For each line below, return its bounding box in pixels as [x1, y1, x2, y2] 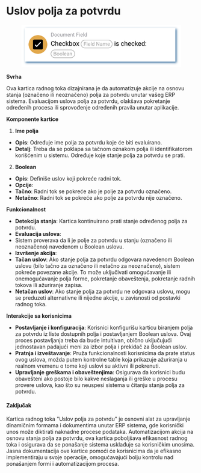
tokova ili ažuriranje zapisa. [14, 282, 83, 289]
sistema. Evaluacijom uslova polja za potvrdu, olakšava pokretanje [6, 97, 170, 105]
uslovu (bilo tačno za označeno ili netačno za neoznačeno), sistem [14, 262, 181, 270]
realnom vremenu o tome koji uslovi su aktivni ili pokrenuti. [14, 362, 161, 369]
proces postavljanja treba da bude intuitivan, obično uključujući [14, 337, 172, 344]
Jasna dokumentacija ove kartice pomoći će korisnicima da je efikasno [6, 447, 182, 454]
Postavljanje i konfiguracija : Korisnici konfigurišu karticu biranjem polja [14, 324, 193, 332]
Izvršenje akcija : [14, 250, 57, 257]
